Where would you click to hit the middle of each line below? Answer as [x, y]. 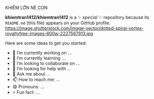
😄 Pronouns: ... [28, 87]
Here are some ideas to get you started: [46, 43]
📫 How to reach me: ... [36, 79]
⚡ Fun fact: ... [26, 92]
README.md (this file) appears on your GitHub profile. [58, 23]
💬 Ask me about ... [31, 74]
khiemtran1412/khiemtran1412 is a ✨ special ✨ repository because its [77, 17]
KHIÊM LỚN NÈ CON [26, 8]
